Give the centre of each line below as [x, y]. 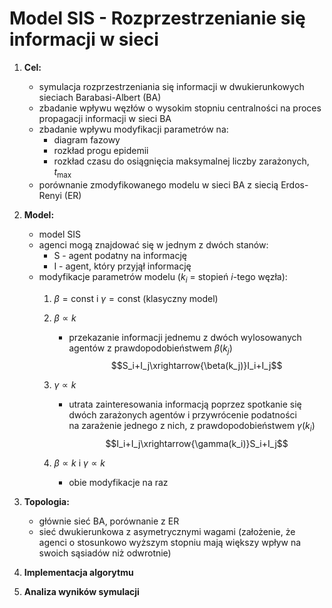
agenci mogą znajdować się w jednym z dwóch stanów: [153, 244]
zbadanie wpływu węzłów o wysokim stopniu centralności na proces [180, 108]
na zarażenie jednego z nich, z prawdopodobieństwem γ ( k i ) [192, 427]
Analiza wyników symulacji [81, 592]
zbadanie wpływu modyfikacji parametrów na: [133, 129]
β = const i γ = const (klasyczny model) [136, 298]
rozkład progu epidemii [101, 150]
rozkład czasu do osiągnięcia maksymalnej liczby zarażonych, [181, 161]
